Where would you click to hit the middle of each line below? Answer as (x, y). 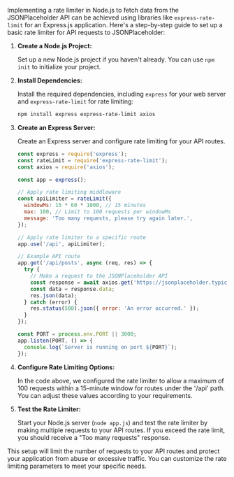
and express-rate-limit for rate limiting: (75, 101)
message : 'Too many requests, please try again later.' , (109, 218)
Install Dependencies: (50, 80)
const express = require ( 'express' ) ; (72, 154)
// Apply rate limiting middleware (69, 192)
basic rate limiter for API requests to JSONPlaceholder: (86, 32)
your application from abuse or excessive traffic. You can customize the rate (117, 458)
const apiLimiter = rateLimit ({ (64, 199)
